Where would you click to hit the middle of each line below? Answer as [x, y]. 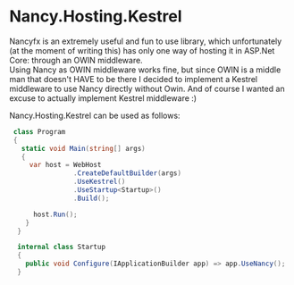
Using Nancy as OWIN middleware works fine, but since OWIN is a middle [145, 70]
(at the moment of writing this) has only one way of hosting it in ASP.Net [142, 50]
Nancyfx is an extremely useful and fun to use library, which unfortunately [146, 41]
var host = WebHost [65, 165]
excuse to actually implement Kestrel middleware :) [103, 98]
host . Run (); [55, 214]
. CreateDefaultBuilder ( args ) [127, 173]
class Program [39, 131]
